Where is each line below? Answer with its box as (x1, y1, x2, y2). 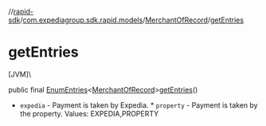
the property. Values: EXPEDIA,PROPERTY (19, 108, 159, 118)
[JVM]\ (8, 69, 32, 79)
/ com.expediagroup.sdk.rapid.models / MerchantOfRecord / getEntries (19, 15, 244, 25)
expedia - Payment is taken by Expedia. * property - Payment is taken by (19, 100, 258, 110)
